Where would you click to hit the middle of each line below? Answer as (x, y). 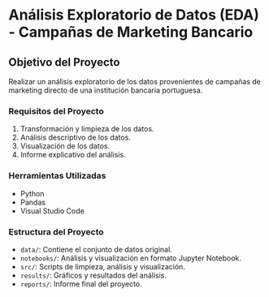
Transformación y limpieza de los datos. (87, 129)
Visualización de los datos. (65, 146)
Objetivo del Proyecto (64, 62)
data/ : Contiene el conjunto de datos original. (96, 249)
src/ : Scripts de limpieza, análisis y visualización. (102, 266)
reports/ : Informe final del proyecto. (81, 284)
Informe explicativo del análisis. (73, 155)
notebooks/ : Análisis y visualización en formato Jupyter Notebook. (131, 258)
